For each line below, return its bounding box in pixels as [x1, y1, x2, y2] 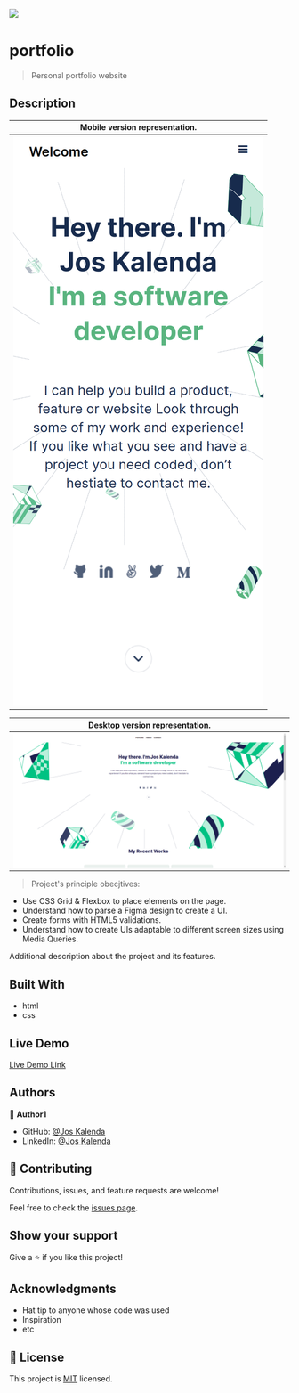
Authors [9, 1085, 56, 1100]
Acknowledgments [9, 1281, 117, 1296]
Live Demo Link [9, 1060, 67, 1071]
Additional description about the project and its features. [9, 951, 216, 962]
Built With [9, 976, 65, 992]
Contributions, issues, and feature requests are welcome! [9, 1185, 220, 1195]
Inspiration [21, 1315, 61, 1325]
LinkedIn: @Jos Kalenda [21, 1136, 111, 1146]
